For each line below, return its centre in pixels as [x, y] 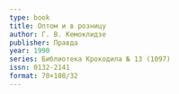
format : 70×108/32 [44, 76]
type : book [30, 17]
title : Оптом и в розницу [58, 26]
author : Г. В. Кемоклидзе [58, 34]
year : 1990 [30, 51]
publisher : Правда [44, 43]
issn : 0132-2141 [40, 68]
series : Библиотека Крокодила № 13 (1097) [90, 59]
